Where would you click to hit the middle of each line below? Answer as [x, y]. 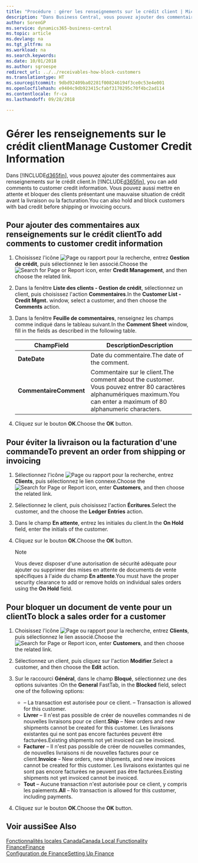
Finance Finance [26, 847]
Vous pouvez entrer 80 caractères [138, 387]
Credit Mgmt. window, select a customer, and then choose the [90, 300]
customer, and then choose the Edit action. [67, 667]
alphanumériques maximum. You [135, 394]
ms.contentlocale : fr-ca [37, 94]
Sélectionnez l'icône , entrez [94, 475]
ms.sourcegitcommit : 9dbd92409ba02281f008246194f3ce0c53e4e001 [85, 83]
